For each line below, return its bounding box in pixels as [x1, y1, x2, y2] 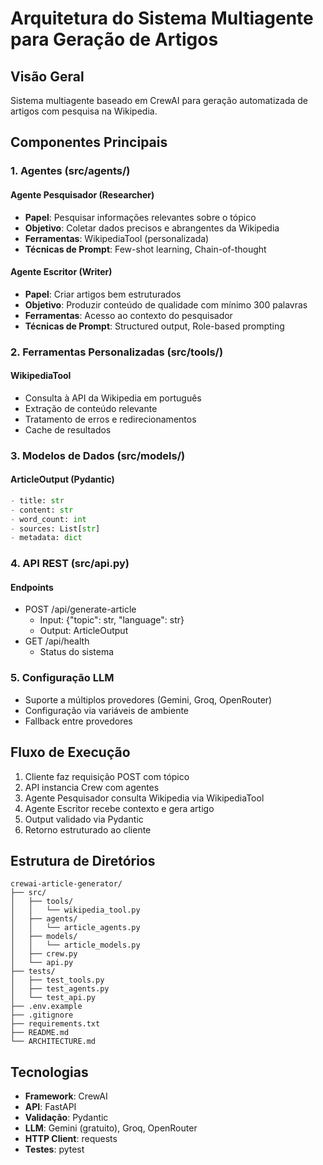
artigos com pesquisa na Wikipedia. [10, 105, 158, 117]
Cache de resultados [24, 423, 112, 436]
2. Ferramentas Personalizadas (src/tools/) [10, 345, 224, 359]
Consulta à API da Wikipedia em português [24, 392, 202, 404]
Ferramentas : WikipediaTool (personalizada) [24, 232, 210, 244]
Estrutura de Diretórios [10, 852, 156, 869]
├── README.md [10, 1028, 70, 1038]
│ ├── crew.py [10, 949, 78, 959]
